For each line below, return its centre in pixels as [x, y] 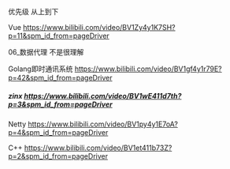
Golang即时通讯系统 [41, 69]
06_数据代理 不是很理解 [46, 52]
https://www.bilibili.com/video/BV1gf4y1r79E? [148, 69]
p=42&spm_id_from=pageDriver [60, 78]
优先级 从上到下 [33, 11]
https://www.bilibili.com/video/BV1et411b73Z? [98, 148]
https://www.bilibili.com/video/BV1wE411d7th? [102, 96]
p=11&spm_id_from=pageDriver [59, 36]
